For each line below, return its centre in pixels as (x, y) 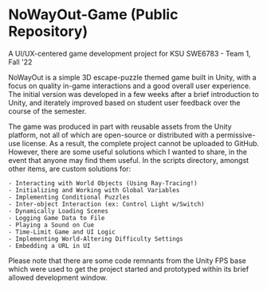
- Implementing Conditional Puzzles (69, 197)
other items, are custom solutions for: (70, 168)
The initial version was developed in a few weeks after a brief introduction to (133, 94)
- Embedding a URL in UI (49, 246)
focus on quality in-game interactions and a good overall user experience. (130, 86)
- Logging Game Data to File (57, 218)
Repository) (48, 31)
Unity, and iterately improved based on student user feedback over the (124, 102)
